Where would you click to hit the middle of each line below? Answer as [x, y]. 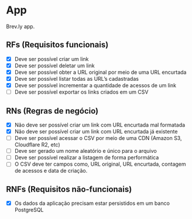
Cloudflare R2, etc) [37, 145]
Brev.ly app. [20, 26]
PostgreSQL [29, 210]
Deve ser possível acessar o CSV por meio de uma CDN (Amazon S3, [98, 138]
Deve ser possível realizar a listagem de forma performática [87, 158]
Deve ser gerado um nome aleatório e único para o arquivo [85, 151]
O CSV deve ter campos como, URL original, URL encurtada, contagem [100, 164]
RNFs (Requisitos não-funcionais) [69, 189]
